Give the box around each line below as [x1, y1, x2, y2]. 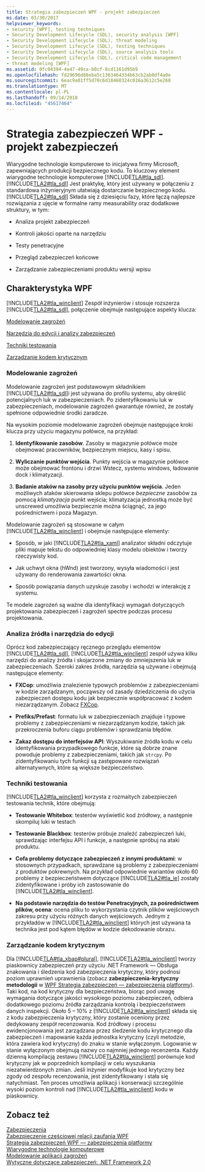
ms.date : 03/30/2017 [6, 15, 59, 21]
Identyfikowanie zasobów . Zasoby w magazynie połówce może [15, 439, 178, 447]
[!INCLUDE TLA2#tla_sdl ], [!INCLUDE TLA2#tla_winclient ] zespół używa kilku [6, 649, 198, 657]
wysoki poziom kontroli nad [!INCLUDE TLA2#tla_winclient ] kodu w [6, 1085, 174, 1093]
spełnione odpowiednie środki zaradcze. [6, 409, 109, 416]
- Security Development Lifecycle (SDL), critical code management [6, 55, 182, 61]
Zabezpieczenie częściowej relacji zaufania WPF [6, 1133, 129, 1140]
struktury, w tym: [6, 206, 50, 213]
